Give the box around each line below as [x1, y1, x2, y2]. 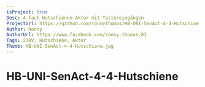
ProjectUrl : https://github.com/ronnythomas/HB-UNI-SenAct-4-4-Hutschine [6, 20, 199, 26]
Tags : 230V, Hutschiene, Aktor [6, 37, 87, 43]
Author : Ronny [6, 26, 43, 32]
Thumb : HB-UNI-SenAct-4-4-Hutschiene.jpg [6, 43, 114, 50]
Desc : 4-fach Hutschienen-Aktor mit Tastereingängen [6, 15, 144, 21]
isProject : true [6, 9, 48, 15]
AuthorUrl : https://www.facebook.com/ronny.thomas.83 [6, 32, 147, 38]
